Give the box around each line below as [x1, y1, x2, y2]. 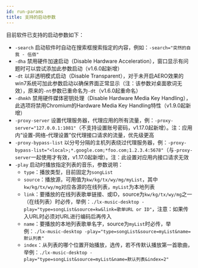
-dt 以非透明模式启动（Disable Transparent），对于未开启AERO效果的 [14, 72, 184, 79]
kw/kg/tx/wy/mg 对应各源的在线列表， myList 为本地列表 [23, 183, 155, 190]
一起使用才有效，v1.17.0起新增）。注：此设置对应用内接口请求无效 [30, 153, 189, 160]
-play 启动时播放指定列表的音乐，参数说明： [14, 161, 123, 168]
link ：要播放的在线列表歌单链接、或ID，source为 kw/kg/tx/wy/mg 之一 [23, 190, 193, 198]
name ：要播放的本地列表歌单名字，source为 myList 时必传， [23, 220, 166, 227]
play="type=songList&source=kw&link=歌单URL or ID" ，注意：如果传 [23, 205, 189, 212]
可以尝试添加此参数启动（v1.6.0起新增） [25, 64, 123, 72]
